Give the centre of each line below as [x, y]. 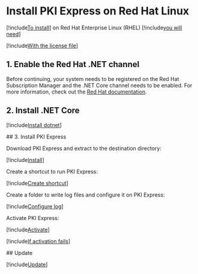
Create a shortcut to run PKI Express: [52, 171]
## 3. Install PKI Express [36, 137]
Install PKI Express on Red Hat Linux [98, 11]
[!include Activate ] [28, 230]
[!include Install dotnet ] [34, 125]
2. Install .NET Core [43, 111]
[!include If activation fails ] [38, 241]
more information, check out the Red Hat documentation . [76, 92]
